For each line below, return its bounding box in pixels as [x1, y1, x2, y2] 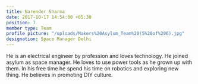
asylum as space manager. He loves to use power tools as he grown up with [6, 59, 193, 66]
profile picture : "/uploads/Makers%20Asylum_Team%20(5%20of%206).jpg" [6, 31, 185, 37]
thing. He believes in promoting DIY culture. [6, 72, 113, 78]
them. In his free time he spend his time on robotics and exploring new [6, 65, 179, 72]
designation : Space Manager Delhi [6, 36, 92, 42]
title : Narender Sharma [6, 8, 65, 15]
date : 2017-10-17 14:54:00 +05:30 [6, 14, 92, 20]
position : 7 [6, 20, 36, 25]
